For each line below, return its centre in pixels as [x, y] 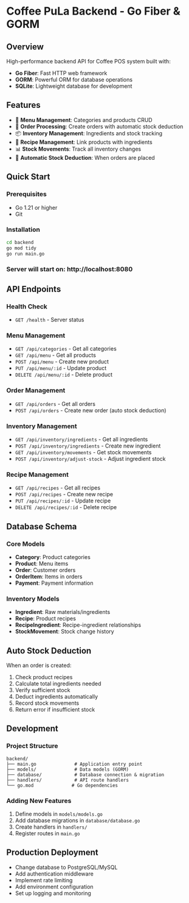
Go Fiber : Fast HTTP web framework [61, 73]
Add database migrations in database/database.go [77, 820]
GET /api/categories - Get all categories [66, 349]
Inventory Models [33, 599]
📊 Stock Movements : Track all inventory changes [78, 149]
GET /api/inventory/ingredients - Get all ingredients [81, 439]
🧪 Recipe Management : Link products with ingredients [84, 142]
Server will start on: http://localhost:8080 [70, 269]
